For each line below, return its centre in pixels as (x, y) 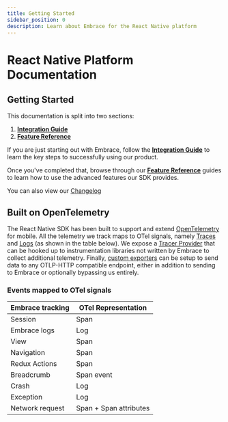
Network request (38, 408)
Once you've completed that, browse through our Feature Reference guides (114, 170)
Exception (27, 397)
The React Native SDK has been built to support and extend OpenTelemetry (113, 229)
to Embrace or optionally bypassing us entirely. (73, 273)
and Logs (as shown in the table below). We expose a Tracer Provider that (111, 243)
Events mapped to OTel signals (59, 290)
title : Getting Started (41, 13)
